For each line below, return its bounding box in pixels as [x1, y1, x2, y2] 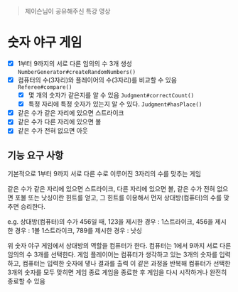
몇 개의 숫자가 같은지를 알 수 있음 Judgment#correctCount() [28, 91, 195, 99]
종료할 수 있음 [7, 277, 46, 286]
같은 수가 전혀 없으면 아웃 [17, 126, 89, 135]
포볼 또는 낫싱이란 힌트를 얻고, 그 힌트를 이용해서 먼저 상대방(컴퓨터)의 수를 [14, 193, 222, 202]
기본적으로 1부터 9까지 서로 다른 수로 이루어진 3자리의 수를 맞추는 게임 [7, 170, 201, 178]
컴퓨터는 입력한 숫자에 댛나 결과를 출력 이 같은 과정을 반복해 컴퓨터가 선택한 [22, 259, 231, 268]
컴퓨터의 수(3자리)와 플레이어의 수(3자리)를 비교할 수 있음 [17, 76, 178, 84]
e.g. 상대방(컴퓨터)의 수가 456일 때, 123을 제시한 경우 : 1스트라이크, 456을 [7, 217, 214, 226]
